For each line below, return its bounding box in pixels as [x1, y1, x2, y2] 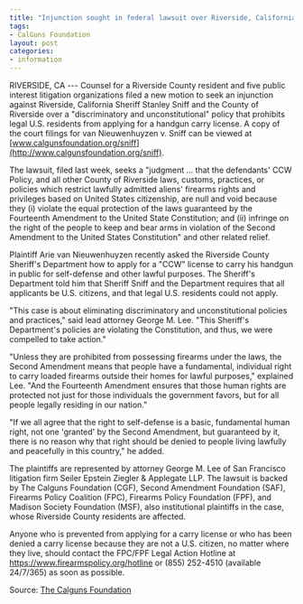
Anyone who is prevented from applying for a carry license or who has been [9, 529, 292, 539]
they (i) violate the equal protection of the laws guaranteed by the [9, 203, 252, 213]
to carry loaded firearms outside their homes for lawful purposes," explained [9, 371, 294, 381]
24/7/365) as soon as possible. [9, 567, 125, 578]
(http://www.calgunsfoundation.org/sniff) [9, 147, 162, 158]
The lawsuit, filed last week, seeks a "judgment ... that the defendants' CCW [9, 164, 292, 175]
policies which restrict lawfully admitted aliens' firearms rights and [9, 184, 256, 194]
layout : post [9, 38, 59, 48]
